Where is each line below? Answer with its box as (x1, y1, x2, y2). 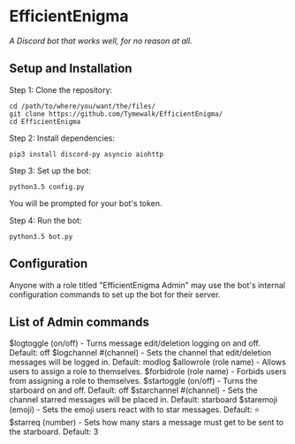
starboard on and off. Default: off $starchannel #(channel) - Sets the (9, 385, 258, 395)
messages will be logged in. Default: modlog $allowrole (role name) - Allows (9, 356, 287, 368)
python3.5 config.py (9, 182, 86, 191)
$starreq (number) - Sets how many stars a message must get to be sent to (9, 417, 284, 428)
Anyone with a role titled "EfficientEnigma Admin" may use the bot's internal (9, 279, 285, 290)
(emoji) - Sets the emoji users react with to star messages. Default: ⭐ (9, 404, 261, 415)
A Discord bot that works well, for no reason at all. (9, 35, 193, 46)
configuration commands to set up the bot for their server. (9, 289, 221, 300)
